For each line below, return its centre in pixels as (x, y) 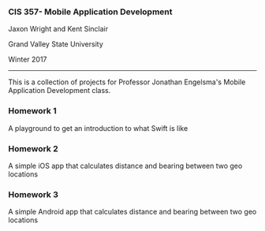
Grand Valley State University (56, 44)
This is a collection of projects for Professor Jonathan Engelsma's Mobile (127, 82)
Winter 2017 (28, 60)
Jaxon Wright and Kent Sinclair (58, 29)
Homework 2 (34, 148)
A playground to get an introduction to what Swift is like (98, 128)
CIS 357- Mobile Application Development (90, 12)
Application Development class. (60, 91)
